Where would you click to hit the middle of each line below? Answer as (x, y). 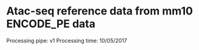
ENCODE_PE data (51, 24)
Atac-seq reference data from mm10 (99, 11)
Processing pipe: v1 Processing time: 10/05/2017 (67, 40)
